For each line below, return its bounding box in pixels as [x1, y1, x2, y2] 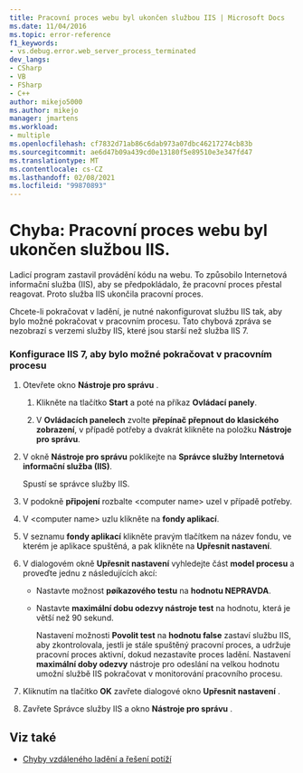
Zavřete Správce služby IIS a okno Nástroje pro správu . [22, 703, 233, 714]
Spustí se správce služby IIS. [22, 478, 130, 489]
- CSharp [9, 64, 43, 73]
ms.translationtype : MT [9, 156, 99, 165]
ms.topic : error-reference [9, 30, 111, 39]
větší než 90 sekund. [35, 612, 115, 624]
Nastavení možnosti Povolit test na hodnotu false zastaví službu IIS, [35, 630, 292, 641]
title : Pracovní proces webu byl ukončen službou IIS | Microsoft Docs [9, 13, 285, 23]
